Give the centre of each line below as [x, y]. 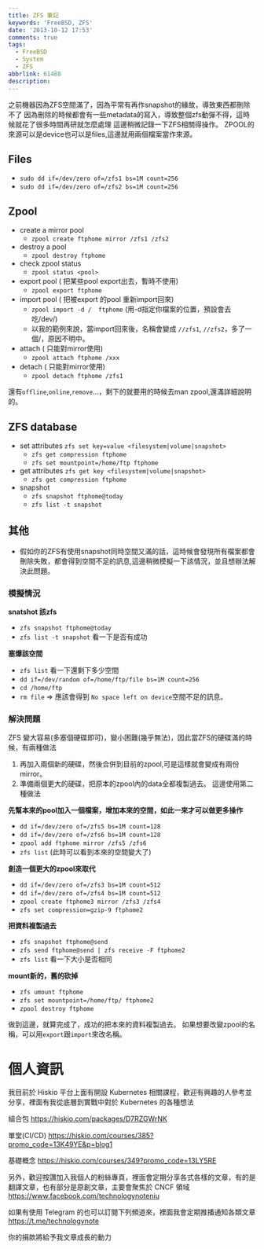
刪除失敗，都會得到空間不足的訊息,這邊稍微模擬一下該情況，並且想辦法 [134, 561]
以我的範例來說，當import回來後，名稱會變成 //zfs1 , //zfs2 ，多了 [138, 329]
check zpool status [50, 263]
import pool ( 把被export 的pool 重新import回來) [97, 299]
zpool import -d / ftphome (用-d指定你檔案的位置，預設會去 [131, 309]
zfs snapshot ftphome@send [64, 942]
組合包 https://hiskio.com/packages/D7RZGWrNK [88, 1119]
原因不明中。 [68, 339]
